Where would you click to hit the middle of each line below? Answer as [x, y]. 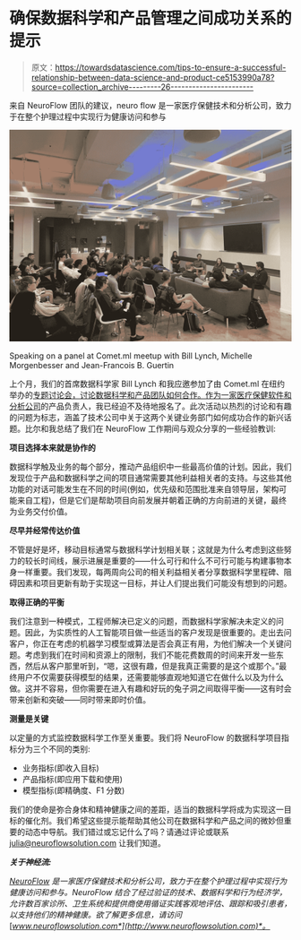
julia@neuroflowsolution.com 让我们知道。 [87, 842]
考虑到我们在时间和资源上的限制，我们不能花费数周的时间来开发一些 [150, 654]
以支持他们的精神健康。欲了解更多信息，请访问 [95, 914]
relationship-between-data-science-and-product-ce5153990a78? [153, 77]
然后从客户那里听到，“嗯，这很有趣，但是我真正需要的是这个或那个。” [152, 666]
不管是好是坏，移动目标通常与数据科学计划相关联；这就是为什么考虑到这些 [146, 549]
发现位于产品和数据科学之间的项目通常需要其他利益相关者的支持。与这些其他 [150, 478]
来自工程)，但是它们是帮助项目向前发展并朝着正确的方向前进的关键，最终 [152, 500]
